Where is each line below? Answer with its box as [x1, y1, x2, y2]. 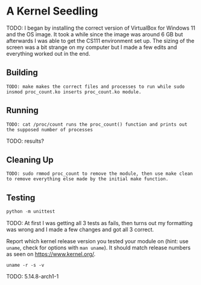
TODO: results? [6, 137, 44, 145]
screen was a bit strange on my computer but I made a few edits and [6, 44, 177, 51]
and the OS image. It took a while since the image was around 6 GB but [6, 30, 183, 38]
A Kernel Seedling [6, 4, 98, 18]
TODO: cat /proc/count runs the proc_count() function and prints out [6, 121, 188, 128]
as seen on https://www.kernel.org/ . [6, 251, 96, 258]
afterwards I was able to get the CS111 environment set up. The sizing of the [6, 37, 195, 44]
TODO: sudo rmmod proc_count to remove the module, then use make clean [6, 171, 193, 177]
